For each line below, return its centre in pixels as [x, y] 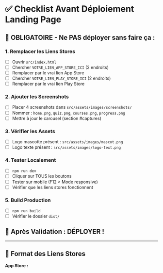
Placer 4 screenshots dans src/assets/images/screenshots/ [72, 107]
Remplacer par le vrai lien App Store [48, 73]
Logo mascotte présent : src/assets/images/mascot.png [67, 141]
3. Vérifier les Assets [30, 131]
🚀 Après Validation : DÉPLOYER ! [55, 232]
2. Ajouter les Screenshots [37, 97]
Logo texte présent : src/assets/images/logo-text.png [66, 147]
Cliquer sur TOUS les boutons [42, 176]
